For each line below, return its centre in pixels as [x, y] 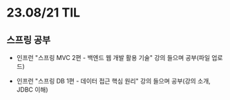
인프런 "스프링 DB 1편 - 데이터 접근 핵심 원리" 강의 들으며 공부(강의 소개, [114, 81]
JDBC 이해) [32, 90]
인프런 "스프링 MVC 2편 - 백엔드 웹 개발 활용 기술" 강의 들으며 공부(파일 [113, 58]
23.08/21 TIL [44, 13]
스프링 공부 [29, 40]
